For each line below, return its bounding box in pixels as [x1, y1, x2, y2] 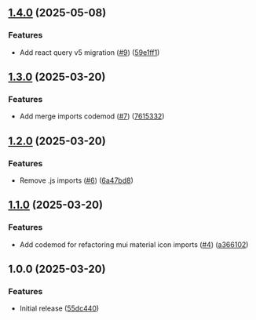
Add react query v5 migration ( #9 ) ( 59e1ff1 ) [19, 47, 160, 57]
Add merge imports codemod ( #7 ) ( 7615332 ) [19, 111, 165, 121]
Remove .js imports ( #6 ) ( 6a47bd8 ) [19, 176, 133, 185]
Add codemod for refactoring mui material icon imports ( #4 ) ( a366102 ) [19, 239, 249, 249]
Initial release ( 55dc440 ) [19, 304, 100, 313]
